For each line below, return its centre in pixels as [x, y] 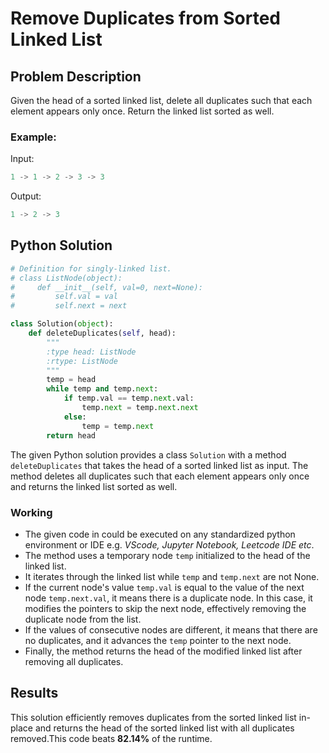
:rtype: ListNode [82, 361]
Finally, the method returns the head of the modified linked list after [163, 651]
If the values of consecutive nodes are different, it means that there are [171, 629]
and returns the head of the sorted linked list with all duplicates [164, 728]
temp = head [71, 380]
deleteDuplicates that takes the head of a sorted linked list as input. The [159, 465]
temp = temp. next [118, 426]
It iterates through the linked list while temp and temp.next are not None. [172, 576]
